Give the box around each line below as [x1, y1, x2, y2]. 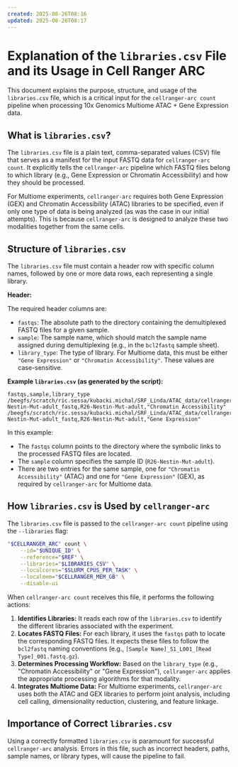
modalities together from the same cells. [7, 222, 125, 231]
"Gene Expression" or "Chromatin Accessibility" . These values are [17, 356, 215, 364]
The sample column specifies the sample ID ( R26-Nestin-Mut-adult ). [17, 457, 215, 466]
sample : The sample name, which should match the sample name [17, 333, 207, 342]
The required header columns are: [7, 305, 107, 313]
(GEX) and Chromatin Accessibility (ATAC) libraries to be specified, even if [7, 200, 225, 208]
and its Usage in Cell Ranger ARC [7, 62, 205, 79]
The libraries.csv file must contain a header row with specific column [7, 262, 215, 271]
